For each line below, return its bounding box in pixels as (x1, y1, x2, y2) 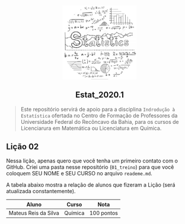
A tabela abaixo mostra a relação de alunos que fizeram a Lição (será (6, 181, 176, 188)
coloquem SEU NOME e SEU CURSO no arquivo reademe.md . (6, 170, 152, 177)
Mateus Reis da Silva (8, 210, 59, 217)
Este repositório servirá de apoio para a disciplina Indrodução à (20, 105, 176, 113)
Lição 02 (6, 142, 39, 152)
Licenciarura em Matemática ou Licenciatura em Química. (20, 124, 162, 132)
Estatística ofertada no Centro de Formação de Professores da (20, 112, 178, 119)
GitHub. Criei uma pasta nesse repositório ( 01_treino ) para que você (6, 164, 174, 171)
